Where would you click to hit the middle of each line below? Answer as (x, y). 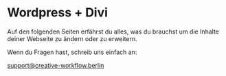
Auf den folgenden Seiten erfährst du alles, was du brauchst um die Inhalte (113, 31)
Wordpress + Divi (58, 13)
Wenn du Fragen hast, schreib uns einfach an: (72, 52)
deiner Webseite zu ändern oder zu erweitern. (72, 38)
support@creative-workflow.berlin (56, 65)
